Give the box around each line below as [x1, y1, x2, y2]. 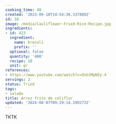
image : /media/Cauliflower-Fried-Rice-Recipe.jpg [5, 21, 111, 26]
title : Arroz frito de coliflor [5, 95, 73, 100]
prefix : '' [14, 44, 37, 49]
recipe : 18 [10, 58, 33, 63]
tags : [5, 86, 17, 91]
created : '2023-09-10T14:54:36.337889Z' [5, 12, 91, 17]
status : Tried [5, 81, 35, 86]
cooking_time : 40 [5, 7, 42, 12]
